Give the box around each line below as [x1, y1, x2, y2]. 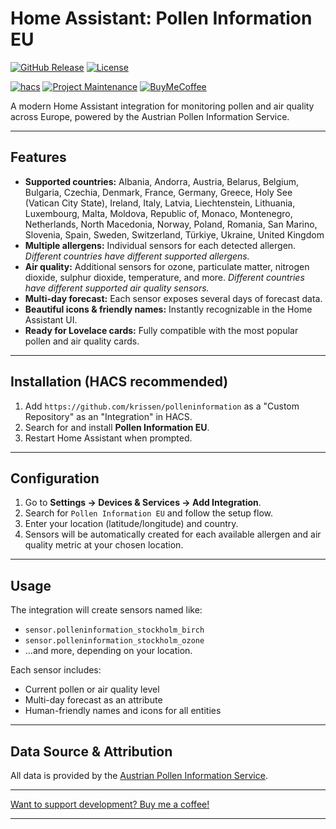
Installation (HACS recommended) [10, 373, 229, 391]
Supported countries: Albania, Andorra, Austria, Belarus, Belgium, [24, 175, 299, 187]
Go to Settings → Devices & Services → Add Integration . [24, 497, 262, 509]
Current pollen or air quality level [24, 683, 160, 696]
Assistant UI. [24, 313, 78, 326]
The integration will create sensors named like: [10, 604, 203, 616]
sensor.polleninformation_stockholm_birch [24, 625, 205, 636]
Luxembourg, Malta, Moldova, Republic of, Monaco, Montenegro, [24, 207, 293, 219]
